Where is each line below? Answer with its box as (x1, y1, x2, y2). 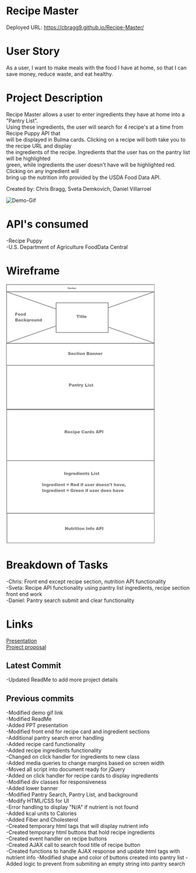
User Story (6, 44, 60, 58)
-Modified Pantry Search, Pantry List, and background (6, 791, 138, 798)
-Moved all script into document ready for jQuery (6, 766, 126, 773)
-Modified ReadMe (6, 715, 52, 722)
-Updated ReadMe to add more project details (6, 676, 118, 683)
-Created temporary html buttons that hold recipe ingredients (6, 829, 155, 836)
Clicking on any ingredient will (6, 167, 80, 174)
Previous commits (6, 693, 74, 703)
